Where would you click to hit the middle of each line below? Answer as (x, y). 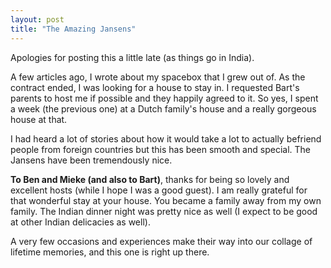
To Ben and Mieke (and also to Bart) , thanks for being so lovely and (150, 179)
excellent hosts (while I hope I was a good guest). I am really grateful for (159, 190)
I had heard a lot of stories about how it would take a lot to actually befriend (166, 138)
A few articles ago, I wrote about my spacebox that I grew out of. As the (158, 77)
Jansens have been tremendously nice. (91, 160)
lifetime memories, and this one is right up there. (110, 252)
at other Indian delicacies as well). (80, 222)
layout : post (37, 19)
